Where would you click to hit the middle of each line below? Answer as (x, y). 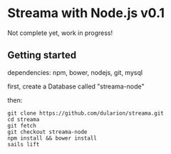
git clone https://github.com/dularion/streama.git (85, 113)
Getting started (42, 55)
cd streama (24, 119)
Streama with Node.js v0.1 (86, 13)
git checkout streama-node (47, 132)
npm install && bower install (52, 138)
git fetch (22, 125)
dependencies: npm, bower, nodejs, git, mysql (75, 72)
